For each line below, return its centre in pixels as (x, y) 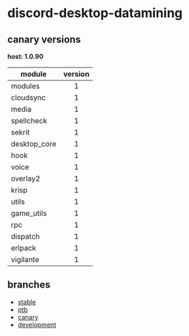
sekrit (20, 132)
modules (26, 86)
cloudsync (28, 98)
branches (29, 285)
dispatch (26, 236)
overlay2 (26, 178)
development (37, 325)
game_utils (29, 213)
